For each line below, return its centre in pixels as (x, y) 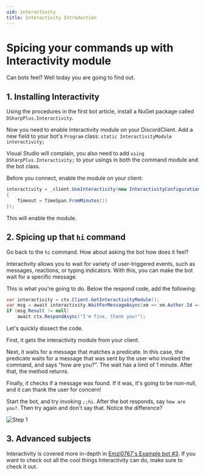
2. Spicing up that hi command (66, 237)
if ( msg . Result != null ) (38, 311)
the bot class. (23, 166)
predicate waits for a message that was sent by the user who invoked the (98, 359)
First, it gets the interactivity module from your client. (73, 340)
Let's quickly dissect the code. (45, 328)
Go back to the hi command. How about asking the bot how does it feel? (98, 252)
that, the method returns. (38, 371)
